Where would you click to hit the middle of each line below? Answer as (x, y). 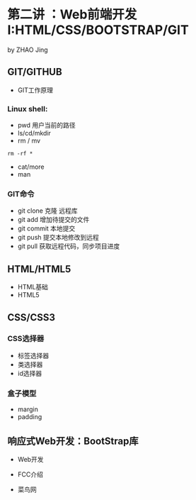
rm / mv (29, 141)
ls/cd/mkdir (34, 133)
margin (28, 409)
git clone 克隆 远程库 (47, 211)
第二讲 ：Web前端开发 (72, 15)
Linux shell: (28, 109)
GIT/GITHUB (35, 72)
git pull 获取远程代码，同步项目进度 (69, 246)
